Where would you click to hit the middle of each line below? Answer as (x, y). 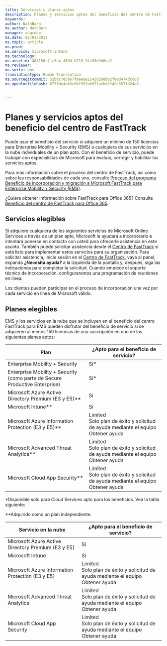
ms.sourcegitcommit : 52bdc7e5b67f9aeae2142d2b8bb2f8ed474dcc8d (72, 79)
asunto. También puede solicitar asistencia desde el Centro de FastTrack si (82, 247)
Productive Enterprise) (34, 385)
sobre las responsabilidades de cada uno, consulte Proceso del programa (81, 178)
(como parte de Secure (35, 378)
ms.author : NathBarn (27, 28)
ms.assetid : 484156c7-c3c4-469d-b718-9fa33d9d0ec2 (59, 61)
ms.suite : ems (20, 70)
